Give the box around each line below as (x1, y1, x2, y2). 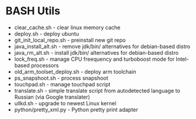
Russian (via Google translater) (14, 93, 91, 101)
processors (31, 61, 59, 69)
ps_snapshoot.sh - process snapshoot (14, 74, 108, 82)
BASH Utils (5, 4, 61, 18)
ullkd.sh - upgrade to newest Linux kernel (14, 99, 117, 107)
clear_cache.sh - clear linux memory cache (14, 24, 120, 31)
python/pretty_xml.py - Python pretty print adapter (14, 106, 138, 113)
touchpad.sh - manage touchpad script (14, 80, 111, 87)
